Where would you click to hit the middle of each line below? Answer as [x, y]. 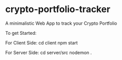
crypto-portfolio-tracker [58, 9]
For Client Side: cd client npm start [41, 43]
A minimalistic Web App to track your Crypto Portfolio [61, 23]
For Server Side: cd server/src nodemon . [49, 52]
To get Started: [21, 33]
